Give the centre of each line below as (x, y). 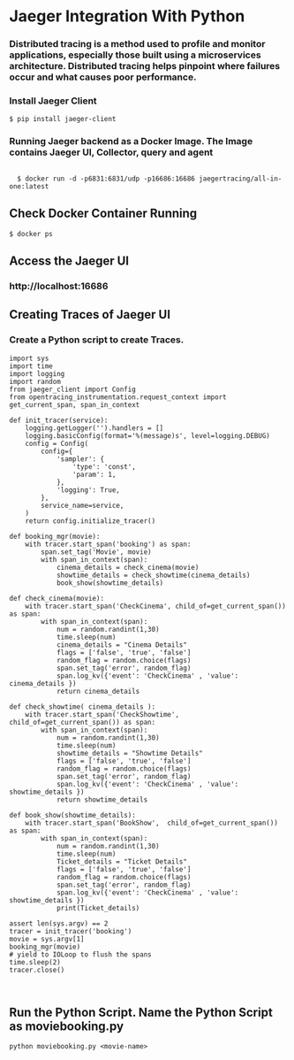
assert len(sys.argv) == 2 (59, 923)
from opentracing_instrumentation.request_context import (118, 397)
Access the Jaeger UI (69, 261)
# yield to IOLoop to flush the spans (80, 954)
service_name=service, (83, 505)
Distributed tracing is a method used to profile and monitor (137, 44)
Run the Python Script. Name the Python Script (141, 1012)
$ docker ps (31, 234)
